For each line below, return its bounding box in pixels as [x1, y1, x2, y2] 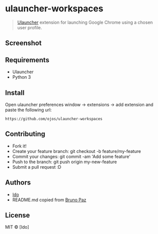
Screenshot [5, 39, 42, 47]
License [5, 211, 30, 219]
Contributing [5, 130, 45, 139]
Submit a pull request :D [12, 164, 62, 170]
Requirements [5, 55, 49, 64]
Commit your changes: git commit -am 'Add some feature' [12, 153, 131, 159]
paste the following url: [5, 107, 52, 113]
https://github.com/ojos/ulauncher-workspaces [5, 116, 103, 121]
